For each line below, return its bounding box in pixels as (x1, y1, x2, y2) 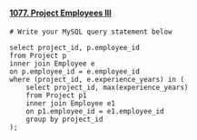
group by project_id (25, 115, 103, 125)
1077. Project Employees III (9, 7, 112, 18)
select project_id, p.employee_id (9, 44, 141, 53)
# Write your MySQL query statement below (9, 27, 172, 36)
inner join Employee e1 (25, 99, 116, 108)
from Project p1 (25, 91, 88, 100)
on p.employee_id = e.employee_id (9, 67, 141, 76)
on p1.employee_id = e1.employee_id (25, 107, 165, 116)
